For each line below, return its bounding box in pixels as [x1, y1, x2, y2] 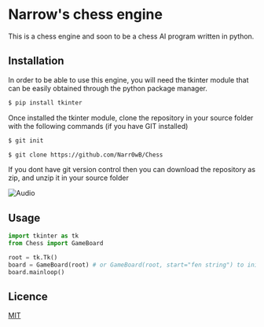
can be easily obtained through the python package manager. [8, 83, 208, 93]
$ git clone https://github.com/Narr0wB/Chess [8, 151, 163, 159]
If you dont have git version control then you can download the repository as [8, 165, 256, 175]
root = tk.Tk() [8, 253, 58, 261]
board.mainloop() [8, 268, 65, 276]
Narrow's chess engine [8, 6, 163, 24]
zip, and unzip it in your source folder [8, 173, 130, 182]
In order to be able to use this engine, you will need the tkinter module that [8, 75, 249, 84]
